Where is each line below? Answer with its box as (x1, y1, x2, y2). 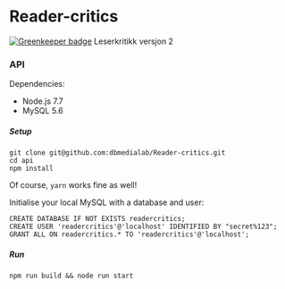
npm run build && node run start (9, 271, 134, 281)
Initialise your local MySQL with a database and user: (9, 197, 205, 208)
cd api (9, 157, 34, 166)
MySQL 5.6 (21, 106, 64, 116)
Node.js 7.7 (21, 96, 64, 106)
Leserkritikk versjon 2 (93, 36, 174, 47)
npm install (9, 164, 54, 174)
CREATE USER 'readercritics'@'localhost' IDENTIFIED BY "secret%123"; (9, 222, 278, 232)
